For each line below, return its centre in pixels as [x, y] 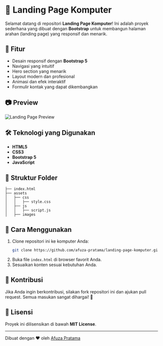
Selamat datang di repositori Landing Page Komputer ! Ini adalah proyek [77, 23]
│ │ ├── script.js [28, 211]
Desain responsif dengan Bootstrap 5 [50, 61]
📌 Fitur [15, 49]
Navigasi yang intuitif [33, 66]
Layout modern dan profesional [43, 76]
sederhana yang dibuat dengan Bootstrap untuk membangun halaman [75, 28]
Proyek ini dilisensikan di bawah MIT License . [51, 324]
